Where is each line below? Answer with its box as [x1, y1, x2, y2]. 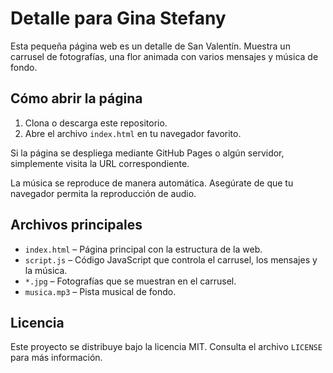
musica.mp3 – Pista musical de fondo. [24, 285, 177, 297]
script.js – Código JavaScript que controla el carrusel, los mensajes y [24, 253, 318, 266]
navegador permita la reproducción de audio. [10, 187, 197, 199]
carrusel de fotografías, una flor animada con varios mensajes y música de [10, 50, 319, 62]
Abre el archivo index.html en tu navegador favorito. [24, 127, 242, 139]
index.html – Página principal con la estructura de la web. [24, 243, 263, 255]
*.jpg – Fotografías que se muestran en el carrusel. [24, 275, 237, 287]
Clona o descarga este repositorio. [24, 117, 168, 129]
